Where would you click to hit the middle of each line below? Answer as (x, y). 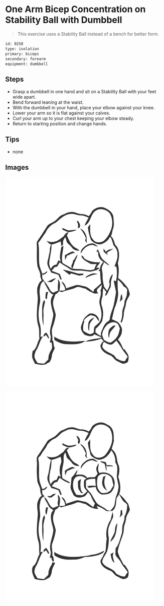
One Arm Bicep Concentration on (75, 9)
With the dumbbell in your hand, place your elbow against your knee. (84, 107)
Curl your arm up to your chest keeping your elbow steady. (73, 118)
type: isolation (22, 49)
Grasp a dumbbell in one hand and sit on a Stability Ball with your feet (84, 91)
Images (17, 167)
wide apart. (24, 97)
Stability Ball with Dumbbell (64, 20)
